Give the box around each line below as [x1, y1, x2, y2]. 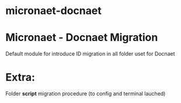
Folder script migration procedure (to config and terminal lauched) [5, 90, 166, 97]
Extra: [5, 71, 36, 84]
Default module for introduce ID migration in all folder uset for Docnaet [5, 50, 175, 57]
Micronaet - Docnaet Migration [5, 31, 158, 44]
